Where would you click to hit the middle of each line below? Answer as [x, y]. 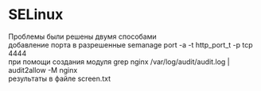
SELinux [36, 15]
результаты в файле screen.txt [60, 78]
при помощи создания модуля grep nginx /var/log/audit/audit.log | [119, 62]
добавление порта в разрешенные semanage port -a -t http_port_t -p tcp [130, 44]
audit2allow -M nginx [43, 70]
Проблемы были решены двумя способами [82, 36]
